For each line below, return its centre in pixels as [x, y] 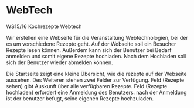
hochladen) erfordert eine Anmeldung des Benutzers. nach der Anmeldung [96, 92]
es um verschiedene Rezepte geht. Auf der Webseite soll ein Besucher [91, 44]
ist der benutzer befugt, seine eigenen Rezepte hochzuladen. [80, 98]
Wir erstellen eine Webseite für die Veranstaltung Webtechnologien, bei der [97, 37]
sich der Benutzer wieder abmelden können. [59, 62]
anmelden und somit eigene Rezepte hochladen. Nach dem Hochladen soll [96, 56]
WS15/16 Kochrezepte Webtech [44, 26]
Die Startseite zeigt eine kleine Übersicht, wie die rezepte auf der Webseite [97, 74]
